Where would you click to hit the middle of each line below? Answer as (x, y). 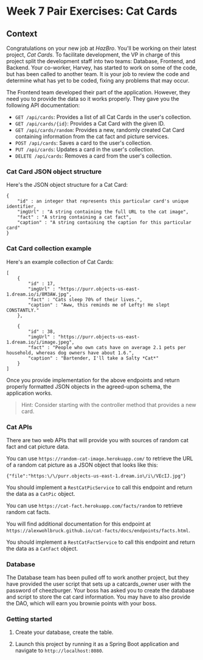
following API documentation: (43, 105)
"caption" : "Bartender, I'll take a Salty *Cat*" (94, 358)
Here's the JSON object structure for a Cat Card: (67, 185)
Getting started (29, 619)
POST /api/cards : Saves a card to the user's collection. (83, 143)
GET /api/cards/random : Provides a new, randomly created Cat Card (100, 130)
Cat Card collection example (49, 249)
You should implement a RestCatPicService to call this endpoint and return (99, 487)
